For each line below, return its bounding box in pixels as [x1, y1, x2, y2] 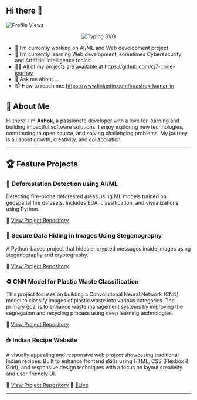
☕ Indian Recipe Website [6, 336, 78, 344]
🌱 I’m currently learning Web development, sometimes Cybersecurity [14, 51, 182, 58]
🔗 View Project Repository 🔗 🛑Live [6, 382, 89, 389]
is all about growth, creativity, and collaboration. [6, 136, 122, 143]
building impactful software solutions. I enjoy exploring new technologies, [6, 123, 184, 130]
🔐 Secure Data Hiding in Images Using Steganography [6, 232, 162, 240]
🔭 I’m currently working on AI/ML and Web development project [14, 44, 169, 51]
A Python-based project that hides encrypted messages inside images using [6, 245, 191, 252]
